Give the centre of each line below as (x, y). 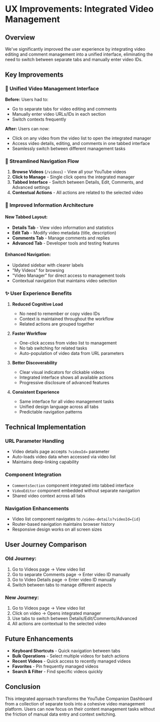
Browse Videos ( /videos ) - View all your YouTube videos (69, 171)
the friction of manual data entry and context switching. (61, 714)
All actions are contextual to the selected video (59, 623)
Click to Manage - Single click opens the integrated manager (73, 177)
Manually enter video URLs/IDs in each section (59, 114)
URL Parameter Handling (35, 441)
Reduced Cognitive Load (37, 304)
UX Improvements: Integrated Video (80, 9)
